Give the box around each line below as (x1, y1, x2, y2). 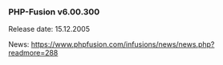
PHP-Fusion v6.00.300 (8, 6, 100, 17)
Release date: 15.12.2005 (8, 25, 91, 34)
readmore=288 (8, 48, 59, 58)
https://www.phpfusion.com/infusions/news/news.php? (30, 40, 215, 49)
